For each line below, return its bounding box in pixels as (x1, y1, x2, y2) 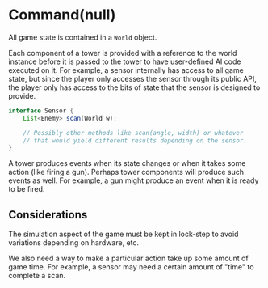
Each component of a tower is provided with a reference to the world (8, 48, 237, 57)
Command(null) (8, 6, 116, 24)
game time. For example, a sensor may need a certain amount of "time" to (8, 262, 254, 272)
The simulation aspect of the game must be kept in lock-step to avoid (8, 229, 239, 239)
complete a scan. (8, 271, 66, 281)
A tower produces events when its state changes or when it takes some (8, 159, 246, 168)
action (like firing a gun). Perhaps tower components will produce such (8, 167, 245, 177)
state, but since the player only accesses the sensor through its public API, (8, 74, 257, 83)
